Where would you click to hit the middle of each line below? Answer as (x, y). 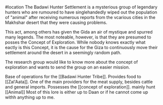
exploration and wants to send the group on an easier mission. (67, 67)
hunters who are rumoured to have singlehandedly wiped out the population (81, 12)
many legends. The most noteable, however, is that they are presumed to (78, 37)
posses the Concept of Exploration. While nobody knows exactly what (75, 42)
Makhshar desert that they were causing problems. (56, 22)
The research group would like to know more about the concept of (72, 62)
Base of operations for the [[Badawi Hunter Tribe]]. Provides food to (73, 77)
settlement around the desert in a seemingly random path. (63, 52)
